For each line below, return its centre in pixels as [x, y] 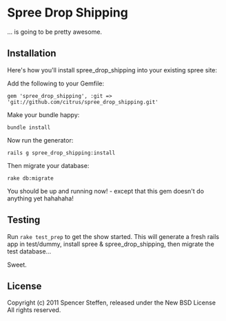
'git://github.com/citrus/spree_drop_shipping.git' [83, 102]
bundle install [29, 127]
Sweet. [17, 265]
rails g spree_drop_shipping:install [61, 153]
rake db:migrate [30, 178]
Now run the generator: [40, 140]
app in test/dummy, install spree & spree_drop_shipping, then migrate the [111, 244]
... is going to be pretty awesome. [54, 32]
